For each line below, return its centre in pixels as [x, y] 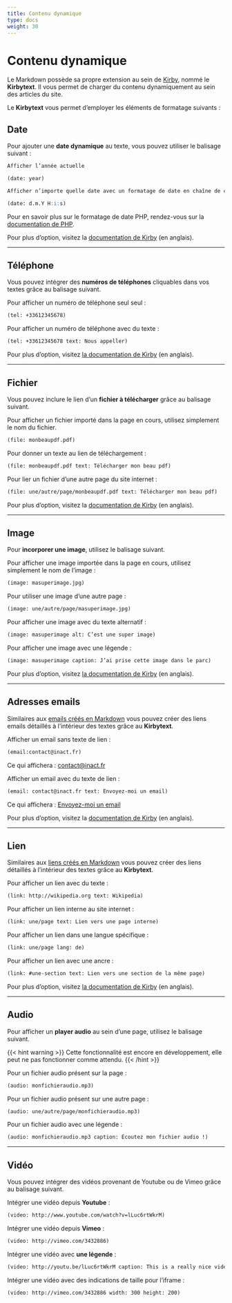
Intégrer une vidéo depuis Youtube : [59, 1203]
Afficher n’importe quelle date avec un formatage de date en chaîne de [114, 191]
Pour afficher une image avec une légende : [69, 648]
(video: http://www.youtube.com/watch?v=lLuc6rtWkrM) [86, 1215]
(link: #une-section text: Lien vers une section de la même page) [106, 973]
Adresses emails [44, 702]
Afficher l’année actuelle [46, 166]
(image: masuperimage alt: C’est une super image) [81, 635]
